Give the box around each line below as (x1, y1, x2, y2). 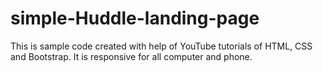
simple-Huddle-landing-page (10, 7, 260, 30)
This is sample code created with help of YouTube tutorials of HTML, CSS (10, 40, 313, 52)
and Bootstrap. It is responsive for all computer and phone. (10, 50, 253, 62)
